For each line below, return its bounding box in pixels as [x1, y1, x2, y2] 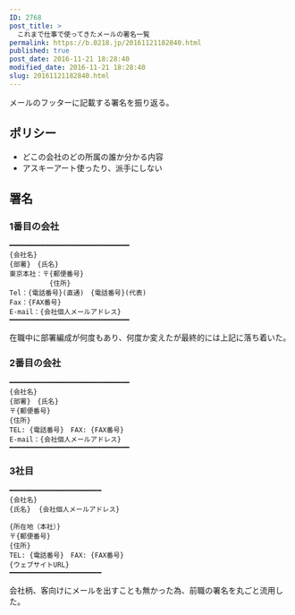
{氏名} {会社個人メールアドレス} [9, 505, 121, 514]
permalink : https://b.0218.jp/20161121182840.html [9, 38, 202, 47]
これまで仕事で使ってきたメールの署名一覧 [17, 30, 150, 38]
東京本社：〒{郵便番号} [9, 269, 85, 278]
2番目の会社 [9, 357, 62, 370]
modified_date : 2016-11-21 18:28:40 [9, 64, 146, 73]
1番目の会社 [9, 220, 60, 233]
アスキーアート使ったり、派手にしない [21, 162, 163, 173]
